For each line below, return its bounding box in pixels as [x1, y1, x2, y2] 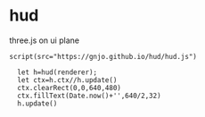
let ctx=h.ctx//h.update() [17, 75, 118, 85]
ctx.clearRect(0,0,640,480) [17, 83, 122, 92]
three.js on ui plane [9, 35, 80, 46]
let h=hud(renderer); [17, 68, 98, 77]
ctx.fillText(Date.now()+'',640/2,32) [17, 91, 162, 100]
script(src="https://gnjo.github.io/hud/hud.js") [9, 52, 198, 61]
